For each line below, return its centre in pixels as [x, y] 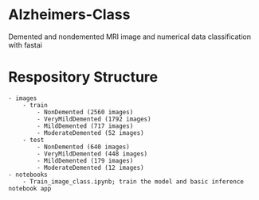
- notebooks [28, 175]
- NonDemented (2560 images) [85, 112]
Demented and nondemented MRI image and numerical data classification [130, 37]
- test [33, 140]
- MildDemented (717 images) [85, 126]
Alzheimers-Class [69, 15]
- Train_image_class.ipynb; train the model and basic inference [133, 181]
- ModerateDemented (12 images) [91, 167]
